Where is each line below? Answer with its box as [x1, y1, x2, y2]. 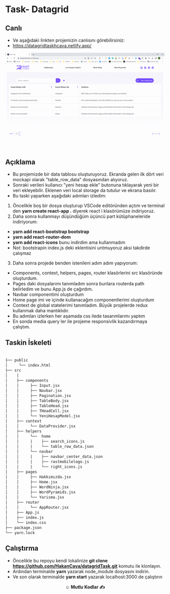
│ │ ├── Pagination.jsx [5, 393, 71, 398]
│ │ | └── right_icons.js [5, 464, 82, 469]
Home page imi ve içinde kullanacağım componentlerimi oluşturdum [12, 297, 154, 303]
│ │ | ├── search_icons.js [5, 439, 85, 444]
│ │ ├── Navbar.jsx [5, 388, 62, 393]
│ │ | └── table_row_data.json [5, 444, 94, 449]
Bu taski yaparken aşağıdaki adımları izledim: [12, 193, 107, 199]
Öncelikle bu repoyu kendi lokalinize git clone [12, 557, 108, 564]
